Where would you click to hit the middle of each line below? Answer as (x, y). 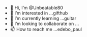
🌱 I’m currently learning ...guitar (43, 18)
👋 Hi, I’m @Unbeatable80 (37, 8)
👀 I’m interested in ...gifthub (39, 13)
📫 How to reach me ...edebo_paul (46, 29)
